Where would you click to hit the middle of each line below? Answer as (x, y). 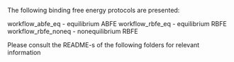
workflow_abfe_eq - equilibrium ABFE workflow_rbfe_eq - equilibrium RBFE (117, 24)
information (24, 52)
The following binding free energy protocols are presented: (94, 10)
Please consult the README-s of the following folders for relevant (104, 45)
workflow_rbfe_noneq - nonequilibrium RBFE (73, 31)
